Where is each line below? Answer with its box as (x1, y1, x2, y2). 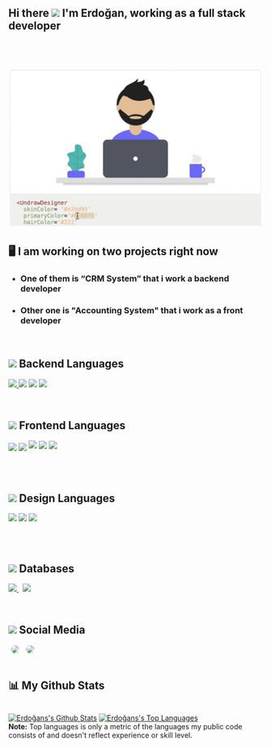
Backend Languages (19, 357, 125, 371)
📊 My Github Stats (8, 679, 105, 693)
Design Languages (19, 491, 116, 505)
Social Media (19, 623, 86, 637)
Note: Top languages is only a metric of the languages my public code (8, 721, 243, 731)
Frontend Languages (19, 419, 126, 432)
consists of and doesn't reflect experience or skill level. (8, 730, 193, 740)
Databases (19, 562, 74, 576)
